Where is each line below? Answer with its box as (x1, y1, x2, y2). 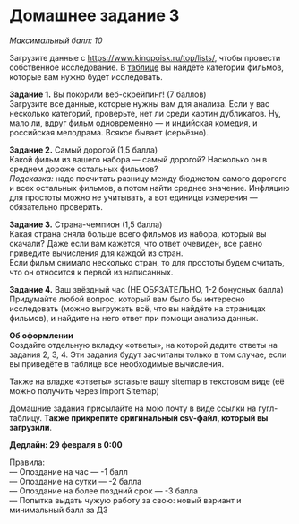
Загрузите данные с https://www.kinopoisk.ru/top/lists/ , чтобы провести (9, 52, 281, 63)
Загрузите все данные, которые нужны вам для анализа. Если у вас (9, 98, 270, 109)
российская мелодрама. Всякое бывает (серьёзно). (9, 127, 209, 137)
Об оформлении (9, 329, 73, 341)
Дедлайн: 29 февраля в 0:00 (9, 439, 123, 450)
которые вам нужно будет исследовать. (9, 71, 163, 82)
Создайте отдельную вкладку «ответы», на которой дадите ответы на (9, 339, 278, 350)
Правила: (9, 457, 46, 467)
